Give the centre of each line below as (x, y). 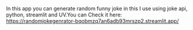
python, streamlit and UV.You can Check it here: (64, 15)
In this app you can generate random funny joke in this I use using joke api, (97, 9)
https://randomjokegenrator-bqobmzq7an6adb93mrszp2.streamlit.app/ (93, 21)
